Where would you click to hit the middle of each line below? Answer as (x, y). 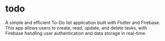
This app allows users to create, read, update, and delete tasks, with (76, 27)
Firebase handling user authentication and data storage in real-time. (76, 33)
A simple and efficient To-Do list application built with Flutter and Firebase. (83, 22)
